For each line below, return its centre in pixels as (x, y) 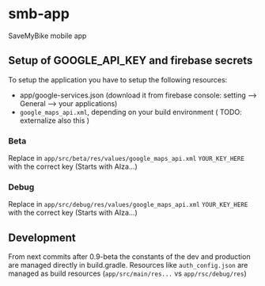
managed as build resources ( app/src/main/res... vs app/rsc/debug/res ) (127, 273)
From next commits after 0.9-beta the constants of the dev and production (129, 257)
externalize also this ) (54, 120)
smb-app (39, 14)
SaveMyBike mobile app (47, 36)
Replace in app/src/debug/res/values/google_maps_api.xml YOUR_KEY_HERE (128, 204)
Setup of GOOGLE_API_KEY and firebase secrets (131, 61)
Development (42, 237)
